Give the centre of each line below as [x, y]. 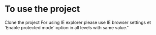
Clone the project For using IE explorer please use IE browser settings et [78, 22]
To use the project [42, 9]
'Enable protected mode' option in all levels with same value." [67, 27]
